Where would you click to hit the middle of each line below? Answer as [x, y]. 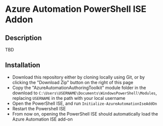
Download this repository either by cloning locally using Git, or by [79, 77]
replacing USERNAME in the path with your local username [69, 98]
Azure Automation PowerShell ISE [76, 9]
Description [23, 38]
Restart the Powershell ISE [39, 108]
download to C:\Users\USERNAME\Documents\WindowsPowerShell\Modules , [84, 93]
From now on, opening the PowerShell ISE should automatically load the [85, 114]
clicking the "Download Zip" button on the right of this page [73, 82]
